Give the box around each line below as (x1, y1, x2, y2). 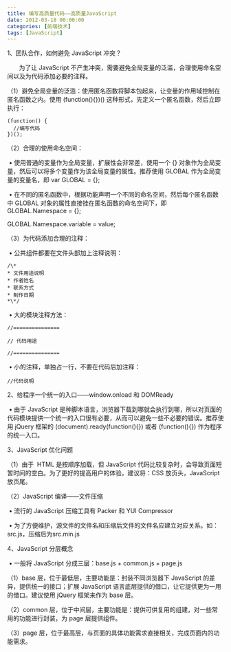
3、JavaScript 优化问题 (7, 446, 74, 454)
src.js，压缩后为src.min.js (7, 530, 80, 539)
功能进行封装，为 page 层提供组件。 (19, 614, 122, 622)
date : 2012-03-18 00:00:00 (7, 17, 85, 23)
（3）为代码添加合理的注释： (7, 235, 89, 243)
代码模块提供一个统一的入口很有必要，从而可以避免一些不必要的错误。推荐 (7, 414, 218, 422)
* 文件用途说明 (7, 270, 45, 277)
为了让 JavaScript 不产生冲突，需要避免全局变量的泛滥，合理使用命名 (19, 63, 215, 72)
